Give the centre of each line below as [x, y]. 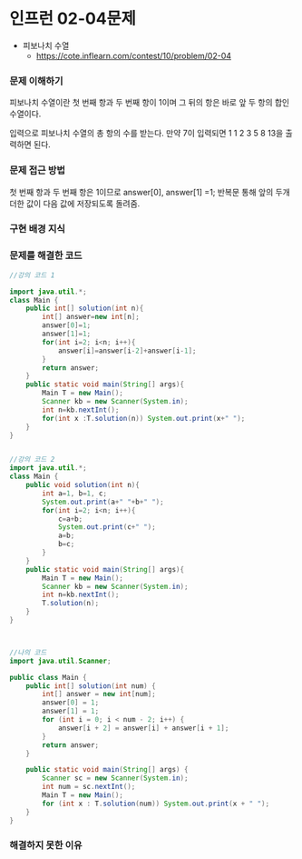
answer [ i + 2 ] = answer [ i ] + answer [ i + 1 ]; [143, 728]
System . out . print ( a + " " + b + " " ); [103, 502]
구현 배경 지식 [38, 229]
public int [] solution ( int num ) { [91, 686]
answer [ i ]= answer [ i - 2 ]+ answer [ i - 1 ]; [127, 351]
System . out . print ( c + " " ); [107, 527]
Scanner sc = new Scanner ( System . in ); [115, 778]
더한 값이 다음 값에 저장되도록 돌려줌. [75, 203]
